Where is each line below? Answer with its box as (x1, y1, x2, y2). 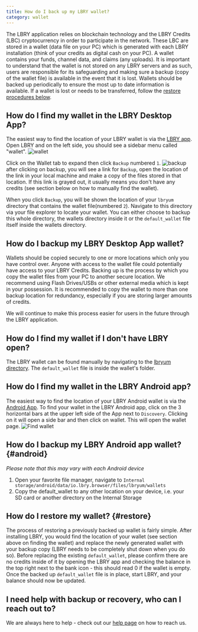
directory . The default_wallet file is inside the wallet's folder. (6, 364, 155, 371)
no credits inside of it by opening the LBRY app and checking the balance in (6, 558, 191, 566)
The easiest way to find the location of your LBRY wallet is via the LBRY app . (6, 136, 192, 143)
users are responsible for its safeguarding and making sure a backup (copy (6, 68, 189, 75)
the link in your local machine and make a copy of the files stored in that (6, 172, 181, 179)
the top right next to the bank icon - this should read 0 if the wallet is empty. (6, 564, 191, 572)
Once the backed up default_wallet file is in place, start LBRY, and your (6, 571, 182, 578)
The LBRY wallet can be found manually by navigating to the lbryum (6, 358, 171, 365)
